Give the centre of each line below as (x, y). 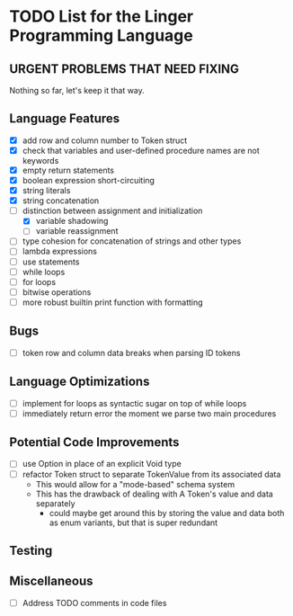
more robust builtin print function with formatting (113, 302)
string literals (46, 191)
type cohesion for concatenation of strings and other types (132, 241)
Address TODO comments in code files (94, 603)
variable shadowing (72, 221)
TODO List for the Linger (102, 17)
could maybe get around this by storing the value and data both (167, 513)
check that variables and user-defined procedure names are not (141, 150)
